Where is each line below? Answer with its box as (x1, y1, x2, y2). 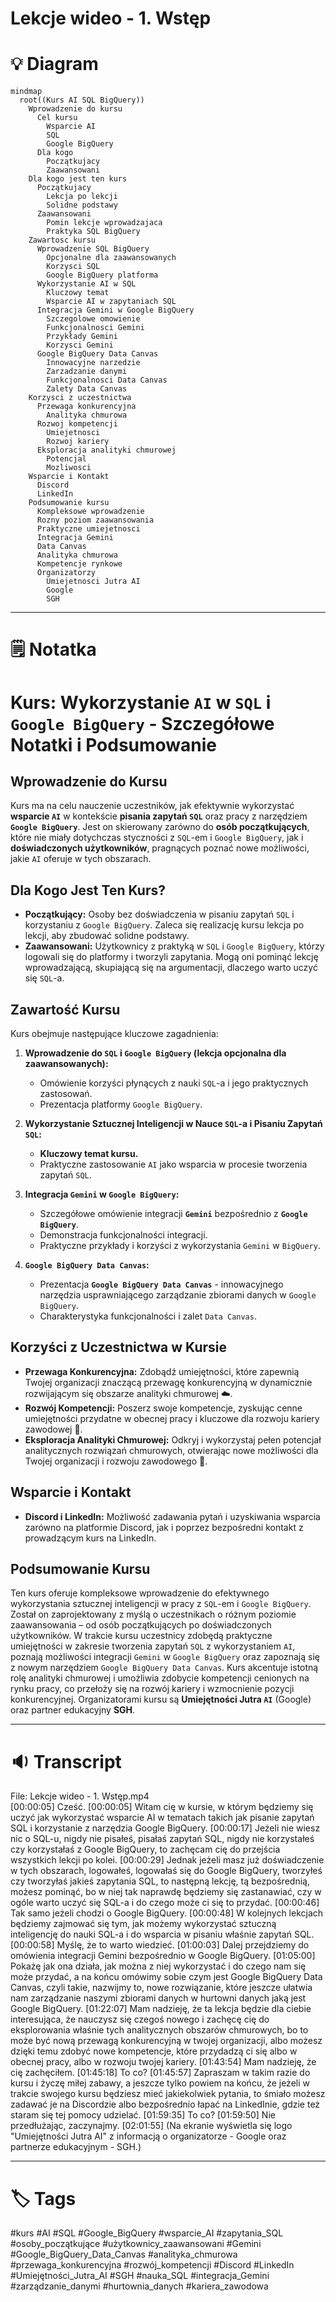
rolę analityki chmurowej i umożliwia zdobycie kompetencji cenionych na (10, 1672, 310, 1684)
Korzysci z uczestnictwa (28, 393, 132, 403)
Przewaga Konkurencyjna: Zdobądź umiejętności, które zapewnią (24, 1365, 300, 1377)
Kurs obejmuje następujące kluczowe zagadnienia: (10, 1027, 219, 1039)
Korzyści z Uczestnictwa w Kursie (10, 1339, 228, 1356)
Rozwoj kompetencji (36, 419, 118, 429)
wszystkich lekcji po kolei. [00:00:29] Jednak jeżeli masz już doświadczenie (10, 1854, 325, 1866)
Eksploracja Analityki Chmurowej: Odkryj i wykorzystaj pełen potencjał (24, 1433, 322, 1446)
